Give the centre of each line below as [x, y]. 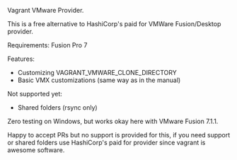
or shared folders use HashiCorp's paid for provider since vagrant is [106, 142]
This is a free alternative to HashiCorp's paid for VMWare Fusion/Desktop [114, 24]
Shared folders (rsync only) [57, 108]
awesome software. [36, 150]
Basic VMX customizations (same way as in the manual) [99, 80]
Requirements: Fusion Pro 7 [47, 45]
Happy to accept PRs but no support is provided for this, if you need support [119, 135]
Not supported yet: [35, 94]
